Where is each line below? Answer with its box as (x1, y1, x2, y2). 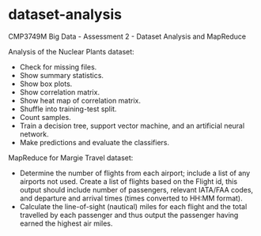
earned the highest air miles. (19, 219, 113, 228)
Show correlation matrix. (19, 87, 100, 96)
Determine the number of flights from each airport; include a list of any (19, 168, 251, 178)
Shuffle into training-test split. (19, 104, 117, 114)
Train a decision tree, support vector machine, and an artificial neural (19, 121, 245, 130)
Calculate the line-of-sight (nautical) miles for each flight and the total (19, 201, 248, 211)
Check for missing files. (19, 62, 97, 72)
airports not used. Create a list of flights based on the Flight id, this (19, 176, 238, 186)
